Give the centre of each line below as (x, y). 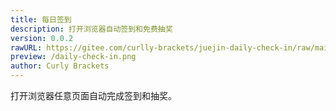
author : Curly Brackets (60, 66)
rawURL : (26, 47)
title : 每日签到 (41, 19)
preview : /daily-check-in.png (73, 57)
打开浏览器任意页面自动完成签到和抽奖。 (93, 95)
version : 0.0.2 (42, 38)
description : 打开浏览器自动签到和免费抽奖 (91, 29)
